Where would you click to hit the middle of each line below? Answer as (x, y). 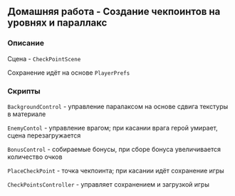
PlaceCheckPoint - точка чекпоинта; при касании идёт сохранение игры (116, 170)
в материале (27, 114)
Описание (26, 43)
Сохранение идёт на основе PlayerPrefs (69, 72)
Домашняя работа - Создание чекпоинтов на (114, 12)
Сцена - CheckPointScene (44, 58)
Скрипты (24, 91)
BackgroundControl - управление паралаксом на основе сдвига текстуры (118, 106)
